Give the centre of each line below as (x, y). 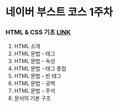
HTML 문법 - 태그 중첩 (40, 68)
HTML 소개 (27, 46)
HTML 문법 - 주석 (35, 91)
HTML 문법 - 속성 (35, 61)
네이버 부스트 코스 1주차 (59, 12)
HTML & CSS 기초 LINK (38, 32)
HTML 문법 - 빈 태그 (38, 76)
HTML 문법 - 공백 (35, 83)
